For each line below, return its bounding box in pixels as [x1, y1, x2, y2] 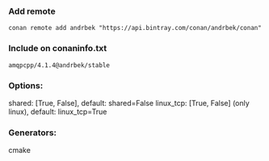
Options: [8, 79, 44, 91]
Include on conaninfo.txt [8, 43, 107, 54]
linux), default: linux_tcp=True [8, 107, 107, 117]
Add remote [8, 6, 56, 17]
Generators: [8, 127, 57, 138]
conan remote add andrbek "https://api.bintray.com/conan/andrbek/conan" [8, 24, 263, 32]
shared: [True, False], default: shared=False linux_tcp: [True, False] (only [8, 98, 250, 108]
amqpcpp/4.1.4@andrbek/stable [8, 61, 111, 70]
